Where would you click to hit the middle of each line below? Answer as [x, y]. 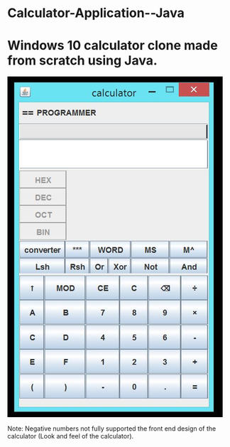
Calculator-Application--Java [96, 13]
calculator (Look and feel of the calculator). [71, 436]
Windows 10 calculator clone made [113, 46]
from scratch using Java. [82, 61]
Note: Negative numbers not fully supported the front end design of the [112, 429]
